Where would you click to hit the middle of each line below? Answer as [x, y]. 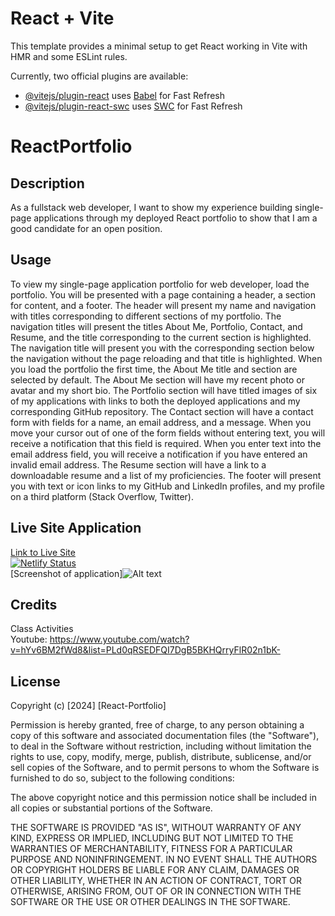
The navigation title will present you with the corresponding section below [162, 348]
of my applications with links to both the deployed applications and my [155, 401]
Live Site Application [76, 528]
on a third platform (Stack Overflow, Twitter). [102, 496]
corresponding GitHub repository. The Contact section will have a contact [162, 411]
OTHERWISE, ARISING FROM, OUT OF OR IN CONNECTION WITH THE [156, 891]
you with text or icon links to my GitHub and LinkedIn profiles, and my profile [167, 486]
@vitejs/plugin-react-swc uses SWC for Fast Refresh [133, 106]
